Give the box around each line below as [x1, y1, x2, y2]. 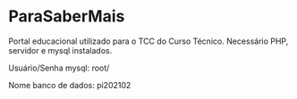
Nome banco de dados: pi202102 [8, 79, 132, 90]
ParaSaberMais [8, 6, 125, 27]
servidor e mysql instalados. [8, 45, 113, 55]
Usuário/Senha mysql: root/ [8, 62, 110, 73]
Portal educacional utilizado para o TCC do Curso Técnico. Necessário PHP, [8, 36, 289, 46]
